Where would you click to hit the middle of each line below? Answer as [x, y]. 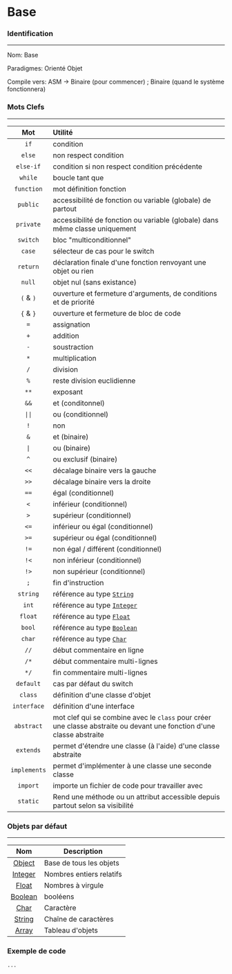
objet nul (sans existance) [95, 282]
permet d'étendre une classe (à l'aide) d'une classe [136, 745]
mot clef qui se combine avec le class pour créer [132, 717]
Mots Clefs [26, 107]
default [29, 684]
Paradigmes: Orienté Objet [45, 68]
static [28, 801]
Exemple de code [37, 951]
